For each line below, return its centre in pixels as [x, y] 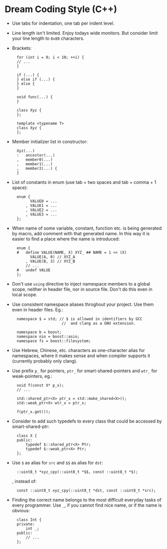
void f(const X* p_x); [40, 385]
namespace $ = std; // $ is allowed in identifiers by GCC [80, 319]
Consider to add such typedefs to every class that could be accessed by [87, 421]
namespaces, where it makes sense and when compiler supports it [81, 356]
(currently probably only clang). [45, 361]
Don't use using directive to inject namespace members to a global [81, 284]
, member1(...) [35, 164]
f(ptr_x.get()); [34, 411]
